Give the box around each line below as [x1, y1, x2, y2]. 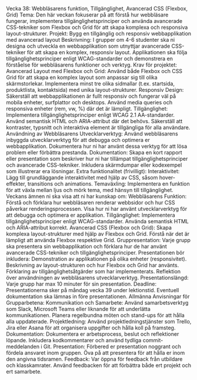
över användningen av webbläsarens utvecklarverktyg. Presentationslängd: [6, 274, 189, 281]
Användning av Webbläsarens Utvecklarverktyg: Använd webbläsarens [6, 130, 178, 137]
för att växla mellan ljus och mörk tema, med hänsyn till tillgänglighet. [6, 187, 173, 193]
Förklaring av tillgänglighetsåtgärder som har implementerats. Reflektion [6, 268, 181, 275]
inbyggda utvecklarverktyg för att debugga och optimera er [6, 137, 150, 143]
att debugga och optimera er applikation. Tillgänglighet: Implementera [6, 212, 175, 219]
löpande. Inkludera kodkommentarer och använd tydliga [6, 337, 142, 343]
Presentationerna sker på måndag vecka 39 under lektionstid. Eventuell [6, 287, 179, 293]
